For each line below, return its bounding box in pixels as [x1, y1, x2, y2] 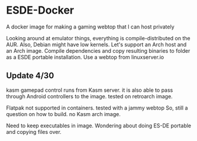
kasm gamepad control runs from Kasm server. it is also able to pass [6, 86, 173, 94]
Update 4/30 [6, 70, 54, 81]
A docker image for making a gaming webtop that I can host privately [6, 23, 175, 30]
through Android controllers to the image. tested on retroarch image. [6, 92, 173, 100]
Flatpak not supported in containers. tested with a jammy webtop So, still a [6, 104, 188, 111]
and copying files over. [6, 128, 62, 135]
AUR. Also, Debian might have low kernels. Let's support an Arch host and [6, 41, 187, 48]
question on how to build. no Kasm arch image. [6, 110, 121, 117]
